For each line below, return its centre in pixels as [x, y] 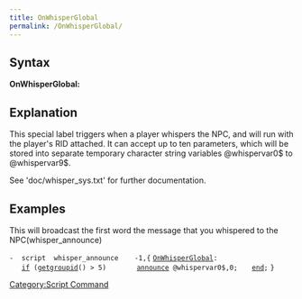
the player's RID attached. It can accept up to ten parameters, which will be [149, 144]
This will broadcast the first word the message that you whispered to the [144, 230]
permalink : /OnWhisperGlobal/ [66, 26]
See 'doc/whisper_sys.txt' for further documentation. [108, 180]
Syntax [30, 63]
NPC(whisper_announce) [56, 240]
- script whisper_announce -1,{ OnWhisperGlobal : [114, 258]
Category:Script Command [59, 284]
